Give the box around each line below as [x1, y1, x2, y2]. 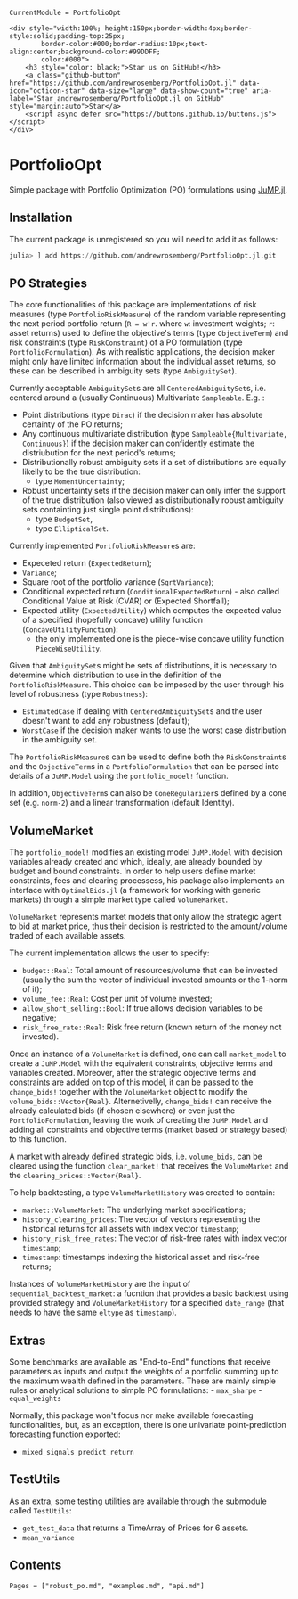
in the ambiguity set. [21, 734, 98, 745]
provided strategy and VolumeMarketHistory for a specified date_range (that [9, 1298, 285, 1308]
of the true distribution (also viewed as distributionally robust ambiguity [21, 495, 284, 505]
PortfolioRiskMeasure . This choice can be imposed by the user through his [9, 679, 285, 690]
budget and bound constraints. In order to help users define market [9, 865, 256, 877]
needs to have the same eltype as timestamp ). [9, 1307, 178, 1318]
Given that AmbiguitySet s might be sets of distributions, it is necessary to [9, 660, 278, 671]
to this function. [9, 1134, 67, 1144]
